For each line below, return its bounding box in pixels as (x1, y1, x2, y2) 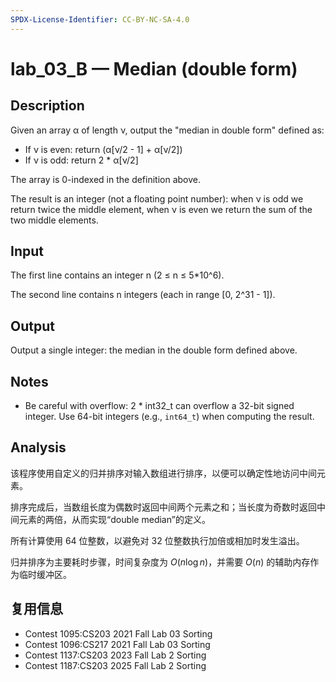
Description (10, 97, 85, 115)
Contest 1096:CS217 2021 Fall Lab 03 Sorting (24, 638, 211, 650)
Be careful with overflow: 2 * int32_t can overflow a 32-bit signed (24, 400, 295, 412)
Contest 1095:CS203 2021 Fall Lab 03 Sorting (24, 627, 213, 640)
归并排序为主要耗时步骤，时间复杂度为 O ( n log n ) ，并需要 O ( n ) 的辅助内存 (10, 556, 311, 568)
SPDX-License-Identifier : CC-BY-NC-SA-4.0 (10, 14, 190, 25)
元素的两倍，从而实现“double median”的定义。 (18, 513, 211, 525)
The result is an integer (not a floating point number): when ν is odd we (10, 192, 304, 205)
